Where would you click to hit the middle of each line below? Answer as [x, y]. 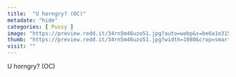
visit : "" [22, 46]
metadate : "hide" [33, 20]
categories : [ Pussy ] [40, 27]
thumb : [17, 40]
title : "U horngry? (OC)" [47, 14]
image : [17, 33]
